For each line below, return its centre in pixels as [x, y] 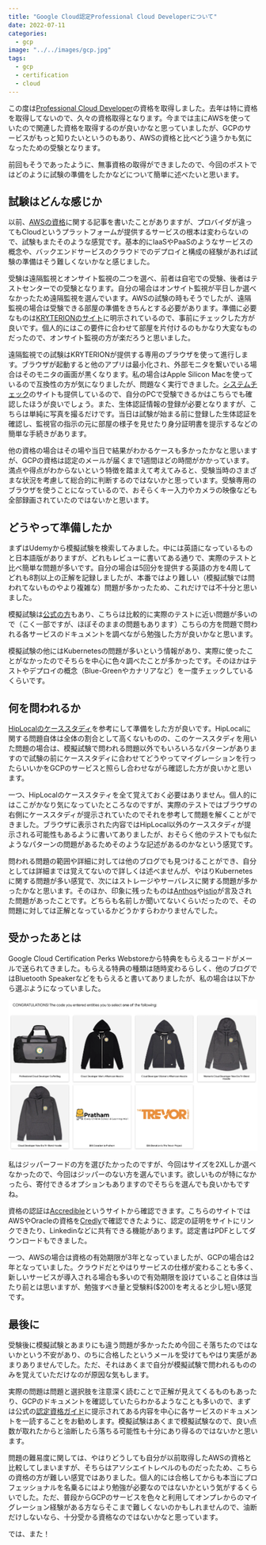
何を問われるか [44, 708]
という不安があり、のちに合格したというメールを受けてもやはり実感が [136, 1355]
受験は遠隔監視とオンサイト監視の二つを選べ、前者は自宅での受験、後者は [129, 279]
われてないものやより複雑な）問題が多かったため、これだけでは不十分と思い [133, 588]
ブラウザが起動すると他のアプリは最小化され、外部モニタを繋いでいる [136, 365]
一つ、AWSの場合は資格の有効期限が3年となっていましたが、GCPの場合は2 [131, 1258]
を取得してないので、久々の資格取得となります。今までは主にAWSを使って [130, 118]
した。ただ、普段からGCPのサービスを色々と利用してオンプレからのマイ [140, 1498]
